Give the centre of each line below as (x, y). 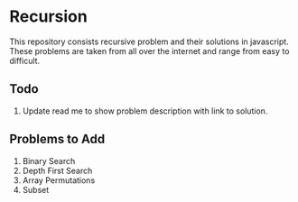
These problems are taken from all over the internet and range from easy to (149, 50)
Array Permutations (59, 180)
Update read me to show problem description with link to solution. (145, 111)
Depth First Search (57, 170)
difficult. (25, 60)
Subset (36, 189)
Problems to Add (57, 139)
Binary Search (49, 161)
